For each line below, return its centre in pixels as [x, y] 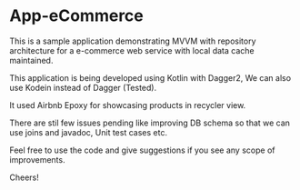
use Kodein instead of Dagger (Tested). [83, 87]
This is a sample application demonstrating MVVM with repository [133, 41]
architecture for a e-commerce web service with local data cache [132, 50]
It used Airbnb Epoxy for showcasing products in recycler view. [128, 105]
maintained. [31, 60]
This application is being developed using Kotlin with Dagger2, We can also [150, 77]
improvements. [37, 159]
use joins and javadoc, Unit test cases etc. [89, 132]
